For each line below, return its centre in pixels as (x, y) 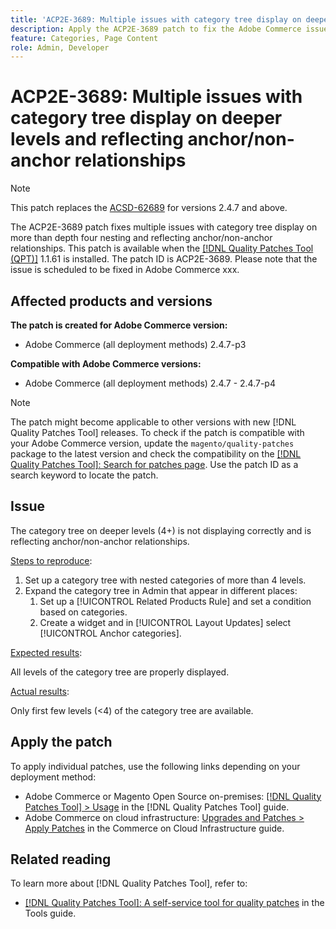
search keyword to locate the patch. (84, 475)
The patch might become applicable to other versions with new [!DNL (153, 422)
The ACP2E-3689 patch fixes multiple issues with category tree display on (164, 227)
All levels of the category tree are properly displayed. (120, 672)
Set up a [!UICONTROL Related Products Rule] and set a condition (175, 601)
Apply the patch (61, 742)
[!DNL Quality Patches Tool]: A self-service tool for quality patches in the (174, 903)
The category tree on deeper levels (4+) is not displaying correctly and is (161, 530)
